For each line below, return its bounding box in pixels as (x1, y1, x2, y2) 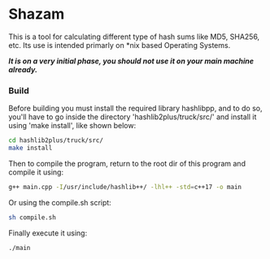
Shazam (8, 5, 65, 24)
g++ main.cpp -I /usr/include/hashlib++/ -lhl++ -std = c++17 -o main (8, 183, 242, 191)
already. (8, 64, 38, 74)
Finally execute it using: (8, 228, 88, 238)
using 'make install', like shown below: (8, 121, 137, 131)
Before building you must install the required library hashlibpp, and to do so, (8, 103, 263, 114)
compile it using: (8, 167, 63, 177)
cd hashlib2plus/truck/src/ (8, 136, 104, 145)
